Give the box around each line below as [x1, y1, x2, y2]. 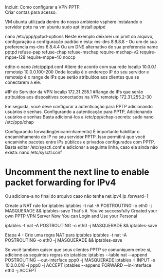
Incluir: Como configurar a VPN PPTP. [5, 4, 81, 10]
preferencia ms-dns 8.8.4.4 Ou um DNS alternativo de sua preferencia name [5, 44, 158, 49]
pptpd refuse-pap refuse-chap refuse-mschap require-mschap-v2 [5, 49, 139, 55]
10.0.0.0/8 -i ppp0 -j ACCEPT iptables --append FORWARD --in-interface [5, 262, 152, 268]
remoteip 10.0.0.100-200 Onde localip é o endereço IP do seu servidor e [5, 69, 149, 75]
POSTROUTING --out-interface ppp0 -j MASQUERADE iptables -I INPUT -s [5, 257, 156, 263]
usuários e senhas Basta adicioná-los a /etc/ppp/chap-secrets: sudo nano [5, 114, 154, 119]
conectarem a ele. [5, 79, 41, 85]
